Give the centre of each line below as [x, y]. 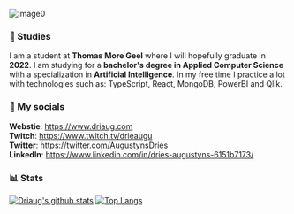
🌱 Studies [30, 36]
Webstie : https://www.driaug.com [71, 126]
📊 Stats [26, 178]
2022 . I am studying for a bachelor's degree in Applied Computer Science [147, 65]
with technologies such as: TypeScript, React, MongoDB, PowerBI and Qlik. [146, 84]
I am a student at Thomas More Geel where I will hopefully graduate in [138, 56]
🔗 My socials [37, 107]
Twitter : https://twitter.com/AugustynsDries [89, 145]
